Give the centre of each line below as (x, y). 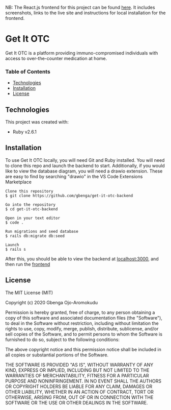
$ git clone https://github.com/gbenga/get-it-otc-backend (69, 196)
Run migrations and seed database (42, 231)
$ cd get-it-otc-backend (32, 209)
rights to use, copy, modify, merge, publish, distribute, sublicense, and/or (82, 328)
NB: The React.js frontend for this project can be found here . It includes (80, 7)
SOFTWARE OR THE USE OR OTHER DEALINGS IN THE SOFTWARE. (77, 402)
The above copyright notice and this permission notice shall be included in (83, 349)
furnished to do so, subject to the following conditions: (62, 340)
